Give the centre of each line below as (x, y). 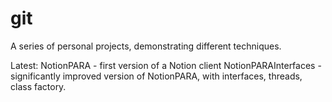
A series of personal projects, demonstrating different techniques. (146, 46)
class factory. (38, 86)
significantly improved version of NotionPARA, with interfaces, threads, (156, 76)
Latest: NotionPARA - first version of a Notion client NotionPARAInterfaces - (166, 65)
